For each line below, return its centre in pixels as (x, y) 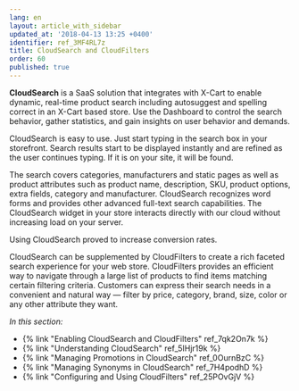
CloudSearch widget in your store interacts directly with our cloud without (145, 212)
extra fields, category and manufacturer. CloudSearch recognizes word (140, 194)
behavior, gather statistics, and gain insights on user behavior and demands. (149, 121)
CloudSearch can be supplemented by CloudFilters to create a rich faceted (147, 256)
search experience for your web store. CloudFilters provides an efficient (141, 266)
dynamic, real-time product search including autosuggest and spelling (138, 102)
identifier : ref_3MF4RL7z (57, 42)
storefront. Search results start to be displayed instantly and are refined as (146, 147)
